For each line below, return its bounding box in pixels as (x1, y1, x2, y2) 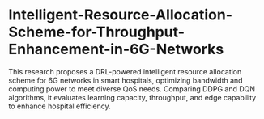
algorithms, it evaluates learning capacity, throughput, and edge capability (8, 92, 257, 102)
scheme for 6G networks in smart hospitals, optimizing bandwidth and (8, 75, 243, 85)
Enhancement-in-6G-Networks (8, 40, 224, 58)
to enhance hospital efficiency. (8, 101, 111, 111)
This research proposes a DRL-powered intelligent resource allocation (8, 66, 242, 76)
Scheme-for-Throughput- (8, 23, 185, 41)
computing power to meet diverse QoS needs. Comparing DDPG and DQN (8, 83, 256, 94)
